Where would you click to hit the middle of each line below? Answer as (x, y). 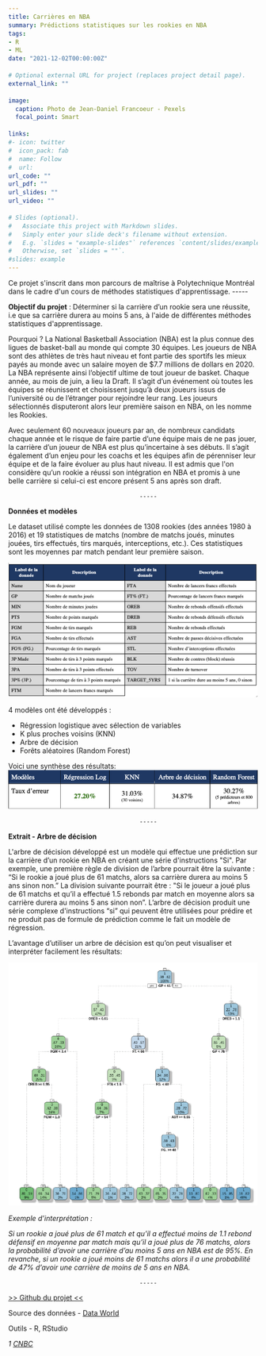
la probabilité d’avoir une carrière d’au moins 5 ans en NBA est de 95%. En (131, 1250)
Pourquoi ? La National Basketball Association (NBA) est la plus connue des (131, 339)
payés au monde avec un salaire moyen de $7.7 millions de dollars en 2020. (131, 364)
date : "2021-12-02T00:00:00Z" (58, 59)
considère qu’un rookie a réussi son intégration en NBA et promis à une (124, 472)
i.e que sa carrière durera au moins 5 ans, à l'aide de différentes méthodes (130, 315)
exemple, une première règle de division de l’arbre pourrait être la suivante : (132, 869)
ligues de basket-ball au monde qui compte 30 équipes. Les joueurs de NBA (133, 348)
